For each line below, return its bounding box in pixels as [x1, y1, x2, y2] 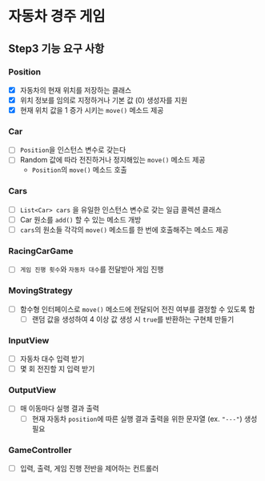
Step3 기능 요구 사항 [8, 42, 105, 55]
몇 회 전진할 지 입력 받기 [19, 364, 95, 374]
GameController [8, 444, 72, 455]
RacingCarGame [8, 245, 74, 256]
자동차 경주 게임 [8, 7, 106, 26]
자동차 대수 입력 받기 [19, 354, 85, 364]
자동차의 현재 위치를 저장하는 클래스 [19, 85, 132, 94]
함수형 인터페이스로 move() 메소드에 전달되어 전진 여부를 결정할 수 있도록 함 [19, 304, 255, 314]
